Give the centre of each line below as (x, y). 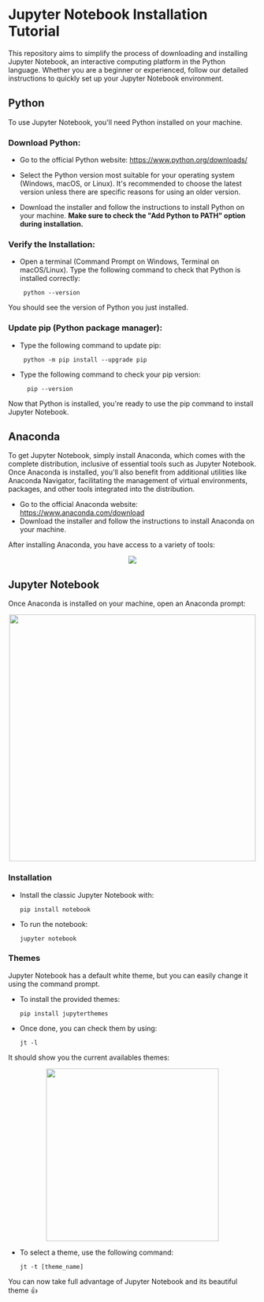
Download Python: (45, 142)
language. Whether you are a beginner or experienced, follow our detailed (128, 69)
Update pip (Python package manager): (86, 328)
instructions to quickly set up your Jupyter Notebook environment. (116, 78)
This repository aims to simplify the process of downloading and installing (128, 53)
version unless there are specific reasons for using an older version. (130, 192)
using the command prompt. (54, 984)
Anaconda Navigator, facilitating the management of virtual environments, (128, 481)
